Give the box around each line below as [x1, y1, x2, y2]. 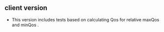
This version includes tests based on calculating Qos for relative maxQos [11, 16, 160, 22]
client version [4, 4, 48, 12]
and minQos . [11, 22, 39, 28]
